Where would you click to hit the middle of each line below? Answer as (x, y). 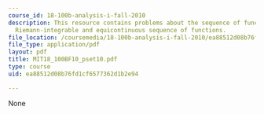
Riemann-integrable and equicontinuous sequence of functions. (121, 30)
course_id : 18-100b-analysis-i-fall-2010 (77, 15)
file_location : (33, 37)
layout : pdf (27, 52)
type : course (29, 67)
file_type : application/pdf (54, 45)
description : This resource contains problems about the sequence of (125, 23)
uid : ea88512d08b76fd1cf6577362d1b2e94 (73, 74)
